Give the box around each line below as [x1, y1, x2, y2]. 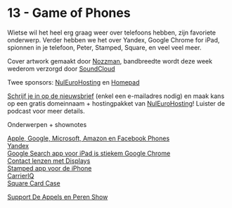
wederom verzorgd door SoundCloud [7, 64, 115, 73]
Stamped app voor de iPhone [7, 164, 92, 172]
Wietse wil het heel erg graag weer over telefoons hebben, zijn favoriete [7, 28, 217, 37]
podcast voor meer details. [7, 106, 86, 115]
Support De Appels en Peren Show [7, 192, 108, 201]
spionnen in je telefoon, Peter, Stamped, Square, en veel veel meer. [7, 43, 202, 51]
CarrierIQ [7, 171, 34, 180]
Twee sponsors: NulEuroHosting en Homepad [7, 78, 140, 86]
